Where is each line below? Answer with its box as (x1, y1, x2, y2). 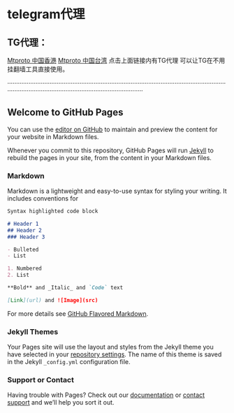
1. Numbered (7, 265, 42, 273)
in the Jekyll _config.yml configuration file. (7, 358, 131, 366)
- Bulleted (7, 246, 39, 253)
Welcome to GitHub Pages (7, 106, 124, 119)
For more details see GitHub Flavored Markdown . (7, 309, 149, 318)
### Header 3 (7, 233, 45, 240)
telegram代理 (7, 6, 85, 22)
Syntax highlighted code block (7, 208, 98, 215)
